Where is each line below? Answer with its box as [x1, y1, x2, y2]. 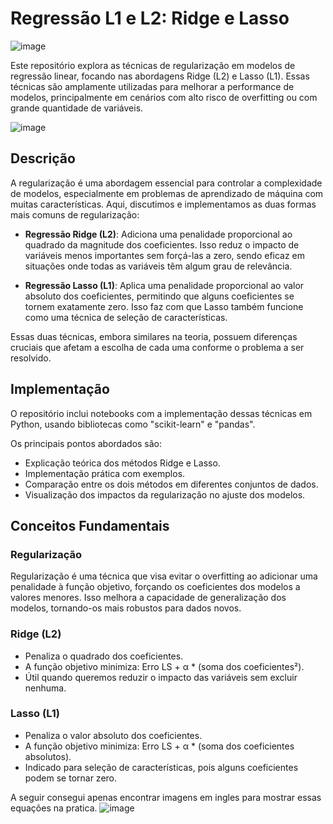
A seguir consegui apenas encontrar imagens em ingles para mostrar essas [10, 791, 322, 803]
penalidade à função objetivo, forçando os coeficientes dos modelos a [10, 581, 301, 593]
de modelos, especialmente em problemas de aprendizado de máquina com [10, 187, 324, 199]
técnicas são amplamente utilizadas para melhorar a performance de [10, 80, 295, 92]
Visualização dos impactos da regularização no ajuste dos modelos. [24, 488, 306, 501]
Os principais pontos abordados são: [10, 437, 163, 449]
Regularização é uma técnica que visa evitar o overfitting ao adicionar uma [10, 570, 318, 582]
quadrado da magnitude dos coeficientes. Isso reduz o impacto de [24, 238, 300, 251]
